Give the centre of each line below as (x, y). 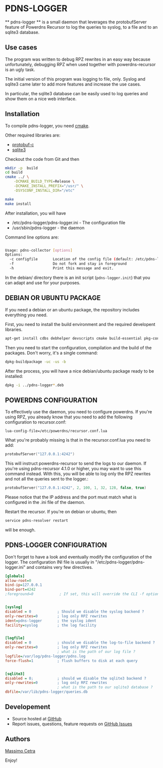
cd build (14, 172)
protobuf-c (23, 144)
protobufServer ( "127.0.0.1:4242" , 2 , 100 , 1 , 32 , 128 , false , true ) (76, 488)
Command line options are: (32, 237)
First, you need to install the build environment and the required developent (80, 324)
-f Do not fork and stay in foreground (68, 264)
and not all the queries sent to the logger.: (47, 479)
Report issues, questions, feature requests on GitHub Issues (72, 724)
